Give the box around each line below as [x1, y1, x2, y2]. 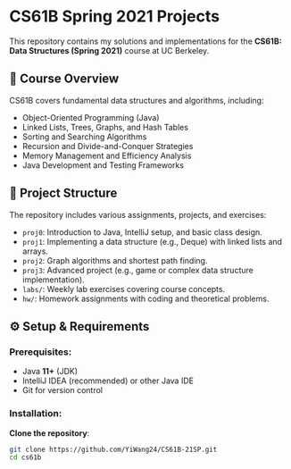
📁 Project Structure [9, 186, 118, 201]
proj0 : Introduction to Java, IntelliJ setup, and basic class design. [21, 226, 263, 238]
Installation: [9, 407, 62, 420]
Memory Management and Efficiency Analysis [21, 150, 192, 161]
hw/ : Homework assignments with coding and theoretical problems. [21, 293, 270, 304]
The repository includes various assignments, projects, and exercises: [9, 209, 267, 220]
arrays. [21, 246, 49, 256]
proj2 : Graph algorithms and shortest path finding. [21, 255, 208, 265]
